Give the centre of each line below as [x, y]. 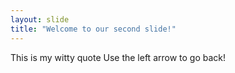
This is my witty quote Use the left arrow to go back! [118, 57]
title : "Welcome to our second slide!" [93, 29]
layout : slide [40, 19]
